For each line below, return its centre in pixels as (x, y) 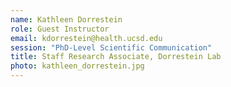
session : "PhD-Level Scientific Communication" (111, 47)
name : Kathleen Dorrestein (66, 19)
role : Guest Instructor (60, 29)
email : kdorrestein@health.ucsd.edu (86, 38)
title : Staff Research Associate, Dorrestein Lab (116, 57)
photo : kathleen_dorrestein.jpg (77, 66)
